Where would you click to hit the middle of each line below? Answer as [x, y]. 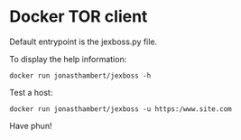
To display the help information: [68, 59]
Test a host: [31, 92]
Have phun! [31, 126]
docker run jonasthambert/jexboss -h [80, 75]
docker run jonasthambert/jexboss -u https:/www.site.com [120, 109]
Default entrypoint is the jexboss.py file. [83, 42]
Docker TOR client [79, 17]
